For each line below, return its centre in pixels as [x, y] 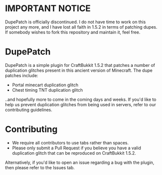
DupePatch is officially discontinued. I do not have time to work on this [75, 22]
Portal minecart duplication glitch [45, 85]
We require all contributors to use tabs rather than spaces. [70, 143]
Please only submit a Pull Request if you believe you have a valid [77, 148]
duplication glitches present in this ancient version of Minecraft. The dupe [79, 70]
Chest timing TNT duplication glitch [48, 90]
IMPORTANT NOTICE [48, 8]
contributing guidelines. [29, 110]
